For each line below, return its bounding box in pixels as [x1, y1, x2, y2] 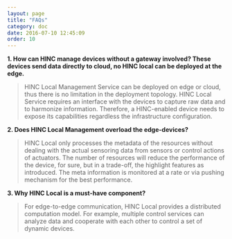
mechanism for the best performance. [24, 175, 133, 184]
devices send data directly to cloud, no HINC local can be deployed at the [7, 62, 222, 70]
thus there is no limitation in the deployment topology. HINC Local [24, 90, 212, 99]
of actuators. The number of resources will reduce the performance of [24, 153, 225, 162]
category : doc [7, 23, 48, 30]
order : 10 [7, 36, 36, 43]
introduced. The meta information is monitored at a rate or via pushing [24, 169, 225, 177]
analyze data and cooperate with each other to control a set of [24, 217, 203, 225]
